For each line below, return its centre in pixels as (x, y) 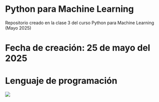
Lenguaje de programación (61, 81)
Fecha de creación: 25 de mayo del (78, 48)
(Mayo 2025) (18, 28)
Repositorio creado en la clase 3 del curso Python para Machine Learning (79, 23)
